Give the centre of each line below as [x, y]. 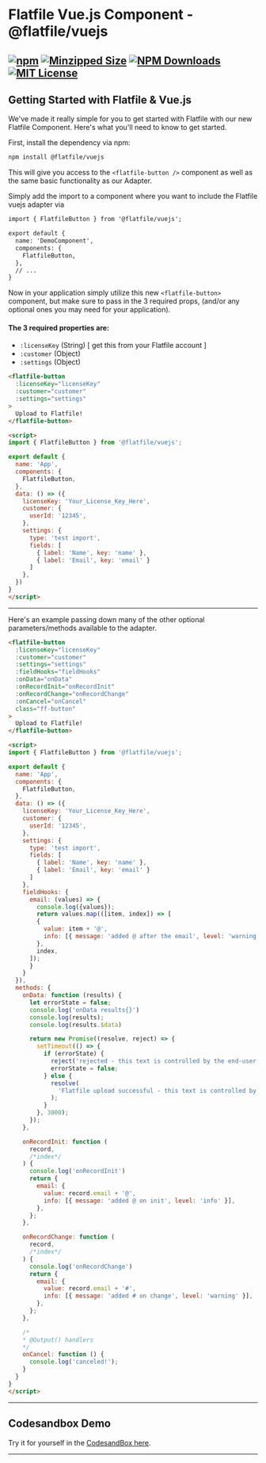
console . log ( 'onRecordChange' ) [81, 1266]
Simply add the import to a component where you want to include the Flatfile [133, 197]
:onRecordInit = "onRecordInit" [65, 687]
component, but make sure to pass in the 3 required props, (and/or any [124, 301]
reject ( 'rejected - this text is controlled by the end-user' [155, 1061]
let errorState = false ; [70, 1003]
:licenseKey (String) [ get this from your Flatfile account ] [113, 346]
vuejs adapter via [36, 204]
